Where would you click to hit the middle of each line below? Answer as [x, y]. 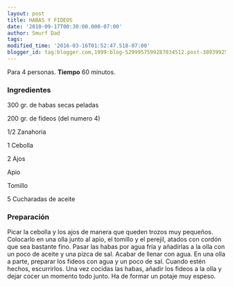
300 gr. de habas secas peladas [53, 105]
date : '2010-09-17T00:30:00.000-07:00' [65, 26]
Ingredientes [29, 89]
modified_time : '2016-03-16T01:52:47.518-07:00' [79, 46]
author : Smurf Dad [34, 33]
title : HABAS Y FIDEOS [40, 20]
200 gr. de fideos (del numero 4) [54, 119]
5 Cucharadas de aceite [41, 199]
